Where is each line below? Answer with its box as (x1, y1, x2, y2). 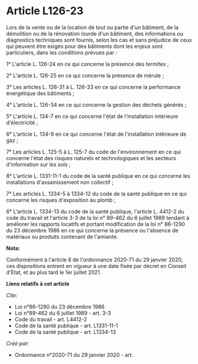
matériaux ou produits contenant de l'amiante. (6, 233, 118, 240)
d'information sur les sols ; (6, 161, 71, 168)
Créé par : (6, 340, 30, 347)
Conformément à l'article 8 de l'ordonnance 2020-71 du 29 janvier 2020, (6, 256, 183, 263)
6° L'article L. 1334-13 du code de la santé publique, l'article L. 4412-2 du (6, 207, 184, 215)
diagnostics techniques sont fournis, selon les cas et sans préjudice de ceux (6, 36, 192, 43)
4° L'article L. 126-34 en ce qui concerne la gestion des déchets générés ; (6, 101, 187, 108)
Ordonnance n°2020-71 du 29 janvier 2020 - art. (14, 351, 134, 358)
